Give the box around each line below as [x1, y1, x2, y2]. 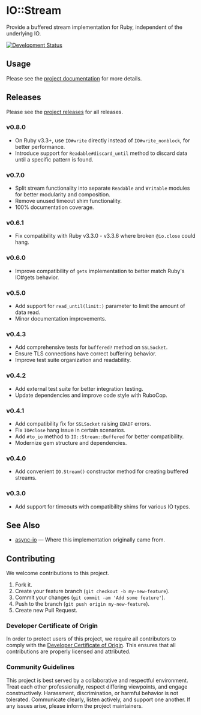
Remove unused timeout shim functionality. [14, 198, 122, 205]
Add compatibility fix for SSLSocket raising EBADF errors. [14, 420, 151, 427]
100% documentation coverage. [14, 204, 94, 211]
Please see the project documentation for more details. [6, 74, 142, 82]
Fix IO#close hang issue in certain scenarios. [14, 426, 126, 433]
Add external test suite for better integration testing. [14, 385, 143, 392]
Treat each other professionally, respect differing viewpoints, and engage [6, 683, 188, 690]
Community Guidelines [6, 663, 75, 671]
